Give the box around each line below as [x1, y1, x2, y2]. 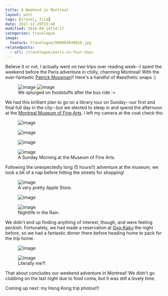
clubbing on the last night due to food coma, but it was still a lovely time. [5, 275, 155, 281]
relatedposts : [5, 45, 35, 50]
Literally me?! [18, 260, 46, 266]
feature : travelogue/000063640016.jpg [10, 40, 92, 45]
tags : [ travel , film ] [5, 17, 51, 22]
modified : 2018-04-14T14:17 [5, 26, 65, 31]
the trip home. [5, 235, 34, 241]
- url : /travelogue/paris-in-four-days [10, 49, 94, 54]
